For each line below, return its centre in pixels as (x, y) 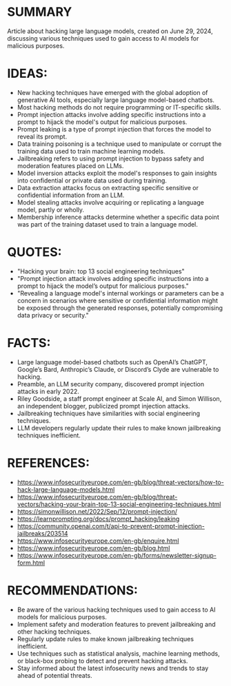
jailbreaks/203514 (42, 533)
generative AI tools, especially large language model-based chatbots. (116, 100)
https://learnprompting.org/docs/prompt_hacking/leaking (98, 519)
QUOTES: (34, 252)
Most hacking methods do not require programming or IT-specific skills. (119, 107)
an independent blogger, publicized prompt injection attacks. (103, 406)
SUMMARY (40, 12)
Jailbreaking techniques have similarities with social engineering (109, 413)
